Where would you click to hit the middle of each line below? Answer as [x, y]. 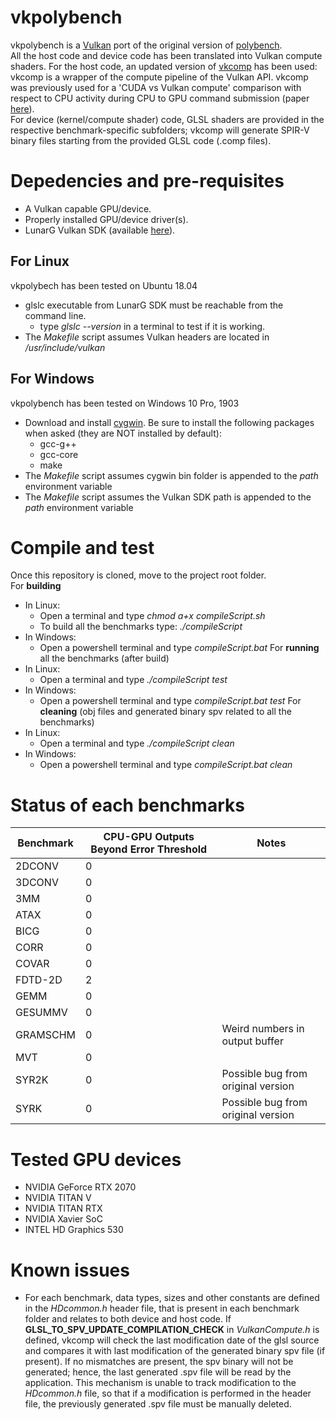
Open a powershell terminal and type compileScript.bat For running [179, 648]
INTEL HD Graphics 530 [74, 1230]
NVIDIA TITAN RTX [63, 1208]
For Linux [40, 261]
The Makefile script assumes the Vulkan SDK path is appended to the [168, 497]
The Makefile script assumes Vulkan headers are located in [147, 337]
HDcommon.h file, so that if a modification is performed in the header [168, 1393]
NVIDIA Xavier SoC [63, 1219]
